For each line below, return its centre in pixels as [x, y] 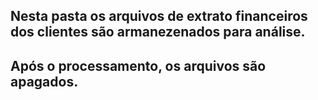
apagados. [44, 81]
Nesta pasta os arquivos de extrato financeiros [159, 16]
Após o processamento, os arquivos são [138, 65]
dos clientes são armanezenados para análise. [158, 32]
